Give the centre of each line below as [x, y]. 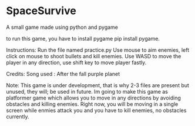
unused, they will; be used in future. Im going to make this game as [87, 91]
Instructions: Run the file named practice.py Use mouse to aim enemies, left [98, 50]
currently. [18, 117]
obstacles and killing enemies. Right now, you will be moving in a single [92, 104]
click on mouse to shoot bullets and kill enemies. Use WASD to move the [94, 56]
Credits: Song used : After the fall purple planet [63, 74]
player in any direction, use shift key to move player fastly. [76, 62]
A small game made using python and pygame [62, 27]
